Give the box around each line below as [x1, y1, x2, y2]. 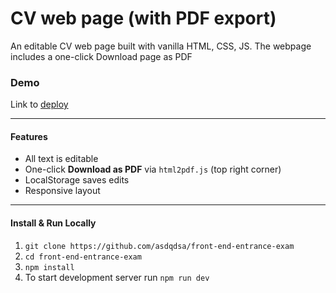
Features [10, 130, 48, 142]
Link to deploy [10, 98, 69, 111]
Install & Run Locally [10, 217, 97, 229]
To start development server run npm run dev [24, 271, 210, 283]
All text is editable [24, 153, 99, 165]
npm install [24, 262, 75, 272]
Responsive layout [24, 185, 101, 197]
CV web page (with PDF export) [10, 7, 277, 30]
